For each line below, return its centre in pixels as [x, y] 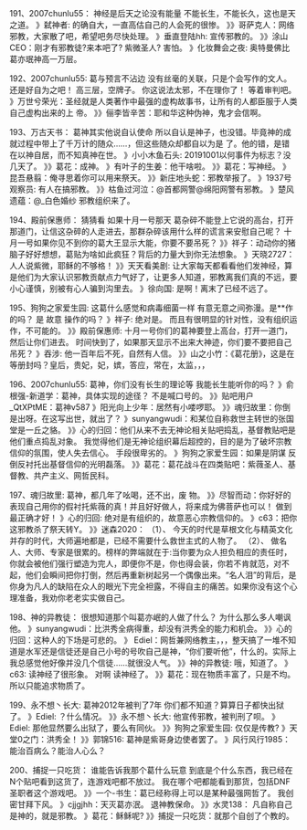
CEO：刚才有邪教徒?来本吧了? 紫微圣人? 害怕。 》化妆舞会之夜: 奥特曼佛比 [150, 47]
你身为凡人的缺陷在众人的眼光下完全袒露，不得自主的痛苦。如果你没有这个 [149, 586]
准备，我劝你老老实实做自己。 [73, 598]
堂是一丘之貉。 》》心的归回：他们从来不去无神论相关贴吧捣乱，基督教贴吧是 [153, 430]
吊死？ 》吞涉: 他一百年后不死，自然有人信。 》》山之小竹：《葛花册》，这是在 [152, 353]
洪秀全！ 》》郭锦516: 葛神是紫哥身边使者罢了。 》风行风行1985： [168, 739]
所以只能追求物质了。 [49, 686]
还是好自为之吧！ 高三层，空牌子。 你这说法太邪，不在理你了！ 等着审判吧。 [153, 90]
